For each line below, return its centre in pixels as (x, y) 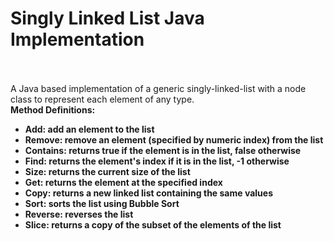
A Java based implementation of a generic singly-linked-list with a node (158, 88)
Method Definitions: (53, 109)
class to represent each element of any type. (102, 99)
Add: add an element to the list (89, 129)
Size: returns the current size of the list (107, 171)
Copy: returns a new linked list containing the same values (148, 193)
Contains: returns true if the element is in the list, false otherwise (163, 150)
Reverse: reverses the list (79, 214)
